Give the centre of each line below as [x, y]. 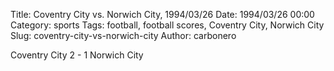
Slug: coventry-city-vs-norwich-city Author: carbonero [123, 35]
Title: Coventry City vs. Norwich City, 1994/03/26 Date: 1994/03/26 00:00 [162, 14]
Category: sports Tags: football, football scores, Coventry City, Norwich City [167, 25]
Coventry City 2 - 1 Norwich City [77, 55]
